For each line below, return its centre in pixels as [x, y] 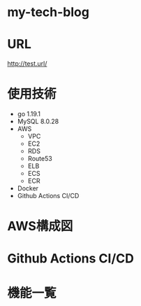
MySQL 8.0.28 [38, 121]
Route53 [40, 159]
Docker [28, 188]
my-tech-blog [48, 12]
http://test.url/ [27, 64]
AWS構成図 [40, 227]
